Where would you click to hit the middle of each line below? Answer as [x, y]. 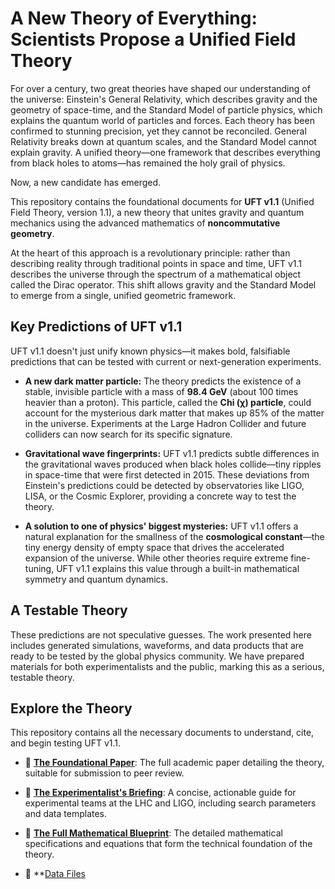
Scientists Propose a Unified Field [153, 39]
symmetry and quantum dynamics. [96, 579]
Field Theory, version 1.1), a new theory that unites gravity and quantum [157, 212]
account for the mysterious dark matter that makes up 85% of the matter [174, 413]
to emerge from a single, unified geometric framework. [123, 295]
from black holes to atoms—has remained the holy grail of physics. [148, 163]
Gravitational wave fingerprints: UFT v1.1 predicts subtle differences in [172, 453]
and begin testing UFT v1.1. [66, 743]
